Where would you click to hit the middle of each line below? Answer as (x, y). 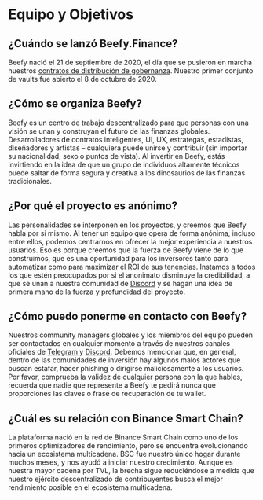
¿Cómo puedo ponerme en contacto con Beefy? (128, 316)
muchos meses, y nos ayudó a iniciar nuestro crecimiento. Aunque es (121, 462)
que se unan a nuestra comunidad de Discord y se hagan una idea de (121, 283)
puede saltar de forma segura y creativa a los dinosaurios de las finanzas (127, 173)
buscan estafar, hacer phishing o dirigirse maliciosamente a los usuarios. (126, 369)
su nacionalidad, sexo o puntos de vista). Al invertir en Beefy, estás (117, 156)
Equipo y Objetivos (71, 15)
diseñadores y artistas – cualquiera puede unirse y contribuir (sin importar (128, 148)
